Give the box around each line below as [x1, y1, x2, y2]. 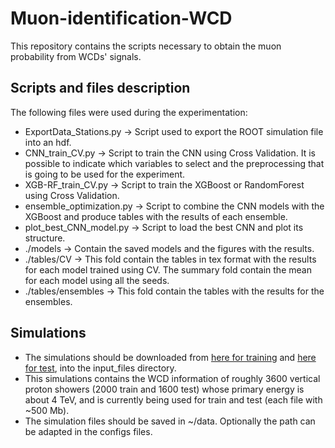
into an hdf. [24, 136, 72, 148]
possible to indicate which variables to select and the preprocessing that [24, 157, 325, 169]
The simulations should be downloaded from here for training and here [24, 351, 317, 363]
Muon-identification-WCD [10, 7, 233, 30]
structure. [24, 232, 66, 244]
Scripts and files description [10, 80, 191, 97]
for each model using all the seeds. [24, 274, 170, 286]
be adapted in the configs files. [24, 425, 153, 437]
